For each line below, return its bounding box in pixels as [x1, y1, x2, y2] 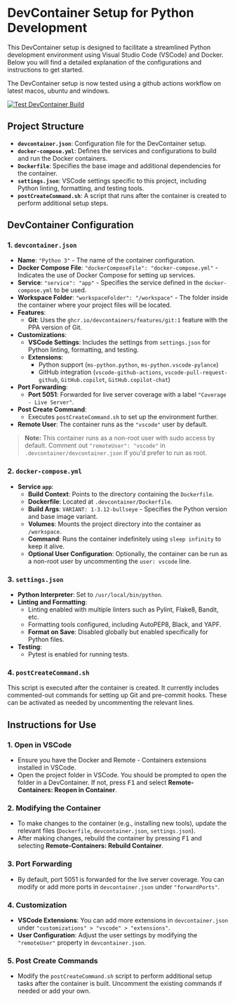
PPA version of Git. [27, 323, 83, 331]
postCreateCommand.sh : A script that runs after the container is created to [17, 191, 227, 199]
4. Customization [7, 900, 67, 910]
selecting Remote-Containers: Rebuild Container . [17, 841, 163, 850]
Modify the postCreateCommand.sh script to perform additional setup [17, 972, 213, 980]
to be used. [53, 286, 87, 294]
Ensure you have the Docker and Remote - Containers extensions [17, 756, 207, 765]
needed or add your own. [17, 987, 91, 995]
